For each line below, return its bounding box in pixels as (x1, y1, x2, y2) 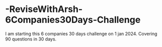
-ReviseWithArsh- (5, 3, 83, 15)
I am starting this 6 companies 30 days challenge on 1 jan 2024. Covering (5, 30, 157, 36)
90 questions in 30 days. (5, 36, 57, 42)
